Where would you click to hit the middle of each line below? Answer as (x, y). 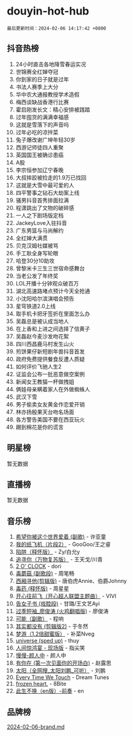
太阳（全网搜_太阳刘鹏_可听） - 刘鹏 (60, 671)
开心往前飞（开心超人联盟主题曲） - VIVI (66, 596)
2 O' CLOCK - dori (38, 566)
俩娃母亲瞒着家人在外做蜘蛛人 (53, 389)
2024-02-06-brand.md (36, 727)
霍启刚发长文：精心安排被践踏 (53, 109)
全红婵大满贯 (31, 238)
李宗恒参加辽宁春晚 (40, 170)
